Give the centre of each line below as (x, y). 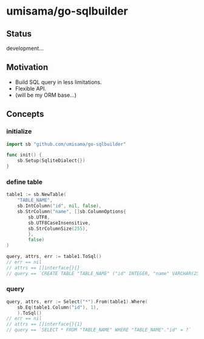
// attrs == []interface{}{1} (45, 324)
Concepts (25, 114)
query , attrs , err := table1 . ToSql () (54, 257)
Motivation (27, 67)
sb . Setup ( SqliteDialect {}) (51, 161)
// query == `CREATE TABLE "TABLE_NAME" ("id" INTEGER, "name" (88, 273)
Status (19, 34)
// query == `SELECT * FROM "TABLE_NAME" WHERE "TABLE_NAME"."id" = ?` (99, 330)
